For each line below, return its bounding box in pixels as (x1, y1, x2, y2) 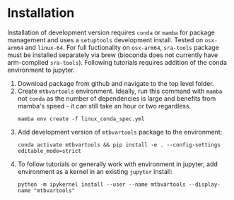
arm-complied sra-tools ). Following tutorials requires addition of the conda (7, 58, 228, 66)
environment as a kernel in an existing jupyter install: (17, 167, 173, 175)
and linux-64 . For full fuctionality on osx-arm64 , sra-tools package (24, 43, 219, 51)
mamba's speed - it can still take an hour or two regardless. (17, 101, 192, 110)
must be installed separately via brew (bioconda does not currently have (7, 51, 218, 59)
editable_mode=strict (17, 147, 81, 154)
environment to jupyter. (7, 65, 76, 74)
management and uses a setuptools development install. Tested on (7, 35, 204, 44)
